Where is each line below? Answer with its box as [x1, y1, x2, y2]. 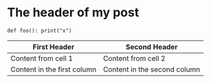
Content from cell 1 [10, 53, 74, 63]
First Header [32, 42, 74, 52]
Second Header [125, 42, 178, 52]
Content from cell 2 [102, 53, 166, 63]
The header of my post [7, 5, 140, 20]
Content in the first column [10, 65, 97, 74]
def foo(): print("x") [7, 27, 72, 34]
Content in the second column [102, 65, 201, 74]
